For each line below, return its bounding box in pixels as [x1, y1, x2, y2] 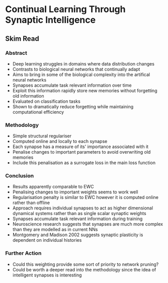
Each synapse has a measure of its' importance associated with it [12, 144, 149, 150]
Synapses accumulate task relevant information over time [12, 82, 132, 88]
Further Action [5, 250, 42, 257]
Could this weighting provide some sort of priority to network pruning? [12, 261, 159, 267]
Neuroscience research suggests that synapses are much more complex [12, 221, 163, 227]
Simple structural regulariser [12, 133, 72, 139]
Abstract [5, 49, 28, 56]
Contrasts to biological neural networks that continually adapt [12, 66, 140, 72]
